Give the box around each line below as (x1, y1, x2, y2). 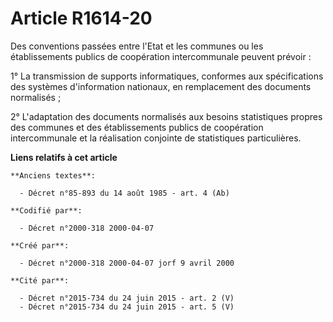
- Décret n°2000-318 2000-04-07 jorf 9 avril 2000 (19, 258, 235, 268)
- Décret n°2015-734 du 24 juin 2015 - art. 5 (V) (19, 302, 235, 312)
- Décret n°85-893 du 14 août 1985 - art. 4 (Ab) (19, 188, 230, 198)
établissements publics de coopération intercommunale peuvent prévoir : (10, 50, 312, 62)
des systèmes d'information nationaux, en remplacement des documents (10, 80, 312, 92)
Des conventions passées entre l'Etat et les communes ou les (10, 40, 264, 52)
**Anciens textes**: (10, 170, 97, 181)
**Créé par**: (10, 240, 70, 251)
